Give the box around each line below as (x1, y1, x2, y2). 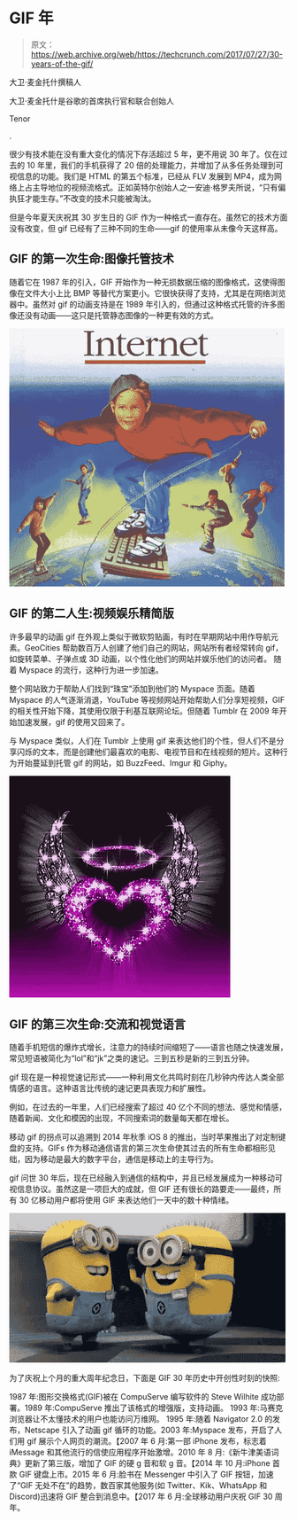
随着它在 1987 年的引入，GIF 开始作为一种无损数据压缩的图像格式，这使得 (9, 277, 278, 287)
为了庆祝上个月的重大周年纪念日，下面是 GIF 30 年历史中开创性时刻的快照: (9, 1373, 280, 1384)
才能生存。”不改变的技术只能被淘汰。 (24, 192, 156, 204)
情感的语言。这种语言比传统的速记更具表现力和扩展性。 (9, 1083, 210, 1094)
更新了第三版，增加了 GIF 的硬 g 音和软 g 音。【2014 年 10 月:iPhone (24, 1458, 271, 1469)
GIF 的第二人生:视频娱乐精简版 (9, 606, 174, 621)
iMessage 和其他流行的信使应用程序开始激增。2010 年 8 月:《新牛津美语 (9, 1447, 271, 1458)
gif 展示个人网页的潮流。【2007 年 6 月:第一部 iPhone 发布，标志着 (26, 1436, 267, 1447)
